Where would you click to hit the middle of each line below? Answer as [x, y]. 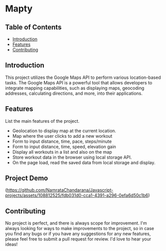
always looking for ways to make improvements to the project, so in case [80, 229]
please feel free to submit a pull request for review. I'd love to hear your [78, 239]
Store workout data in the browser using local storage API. [72, 157]
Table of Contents [34, 27]
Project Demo [27, 178]
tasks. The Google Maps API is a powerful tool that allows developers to [79, 82]
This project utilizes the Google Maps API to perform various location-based [83, 77]
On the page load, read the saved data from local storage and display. [84, 162]
